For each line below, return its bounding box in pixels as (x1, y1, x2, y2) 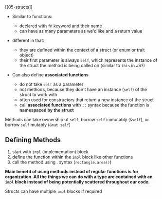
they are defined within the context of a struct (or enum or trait (19, 47, 145, 53)
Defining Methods (5, 136, 61, 144)
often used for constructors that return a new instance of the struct (19, 97, 154, 103)
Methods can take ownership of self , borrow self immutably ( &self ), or (5, 117, 149, 122)
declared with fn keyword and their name (19, 23, 102, 29)
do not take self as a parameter (19, 81, 84, 87)
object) (19, 52, 34, 58)
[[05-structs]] (5, 4, 33, 10)
